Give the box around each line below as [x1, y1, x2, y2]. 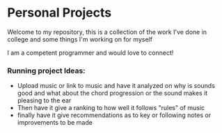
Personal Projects [7, 5, 112, 21]
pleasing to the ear [17, 96, 72, 105]
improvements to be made [17, 118, 93, 127]
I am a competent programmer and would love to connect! [7, 48, 174, 57]
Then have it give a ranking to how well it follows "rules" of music [17, 104, 205, 112]
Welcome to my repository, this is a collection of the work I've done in [7, 28, 207, 36]
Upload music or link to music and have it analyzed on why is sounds [17, 82, 216, 90]
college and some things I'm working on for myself [7, 35, 153, 43]
